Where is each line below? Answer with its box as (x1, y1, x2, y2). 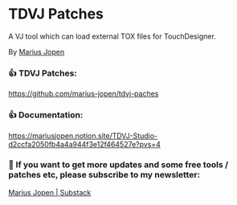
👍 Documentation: (8, 109, 84, 121)
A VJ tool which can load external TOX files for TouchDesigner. (8, 31, 217, 41)
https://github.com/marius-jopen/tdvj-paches (8, 89, 159, 99)
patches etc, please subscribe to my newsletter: (8, 170, 201, 181)
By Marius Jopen (8, 47, 65, 56)
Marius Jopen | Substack (8, 187, 92, 197)
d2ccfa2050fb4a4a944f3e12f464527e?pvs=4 (8, 139, 161, 149)
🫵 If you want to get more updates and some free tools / (8, 159, 229, 170)
